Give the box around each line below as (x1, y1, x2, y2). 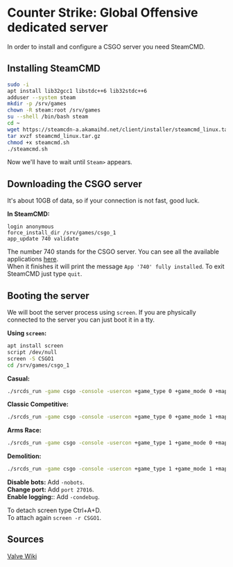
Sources (7, 534, 44, 546)
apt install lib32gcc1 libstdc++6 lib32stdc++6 (7, 87, 148, 94)
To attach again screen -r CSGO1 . (7, 514, 102, 521)
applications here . (7, 255, 59, 263)
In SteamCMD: (7, 210, 50, 218)
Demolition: (7, 452, 42, 460)
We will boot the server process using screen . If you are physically (7, 308, 196, 316)
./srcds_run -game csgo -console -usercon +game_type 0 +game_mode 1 (7, 414, 213, 421)
